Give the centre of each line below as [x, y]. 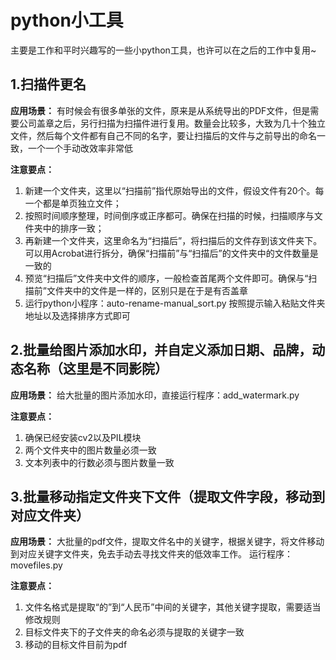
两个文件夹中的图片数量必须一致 [90, 450]
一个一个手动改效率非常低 [80, 148]
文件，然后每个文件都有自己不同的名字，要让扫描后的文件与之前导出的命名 [163, 135]
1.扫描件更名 [48, 84]
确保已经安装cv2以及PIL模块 [83, 437]
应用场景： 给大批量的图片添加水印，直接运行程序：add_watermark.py [155, 395]
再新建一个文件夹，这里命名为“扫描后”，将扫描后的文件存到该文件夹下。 [173, 240]
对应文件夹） [50, 515]
